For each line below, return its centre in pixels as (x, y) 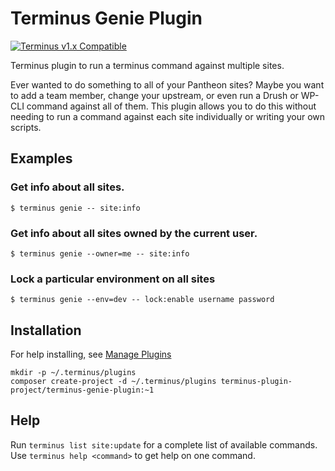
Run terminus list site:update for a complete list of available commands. (164, 444)
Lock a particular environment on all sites (113, 279)
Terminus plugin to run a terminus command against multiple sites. (147, 65)
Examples (41, 158)
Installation (46, 330)
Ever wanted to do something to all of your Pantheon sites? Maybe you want (167, 84)
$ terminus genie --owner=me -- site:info (100, 253)
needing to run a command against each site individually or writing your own (168, 116)
